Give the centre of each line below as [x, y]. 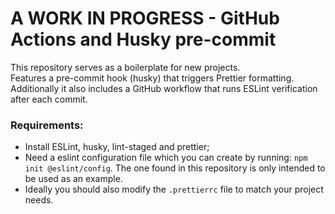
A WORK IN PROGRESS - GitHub [145, 18]
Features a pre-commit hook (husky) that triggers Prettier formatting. [152, 78]
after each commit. [49, 99]
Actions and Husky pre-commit [143, 39]
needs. [39, 200]
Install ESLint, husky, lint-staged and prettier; [117, 147]
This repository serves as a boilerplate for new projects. [125, 67]
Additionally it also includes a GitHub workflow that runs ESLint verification [164, 88]
